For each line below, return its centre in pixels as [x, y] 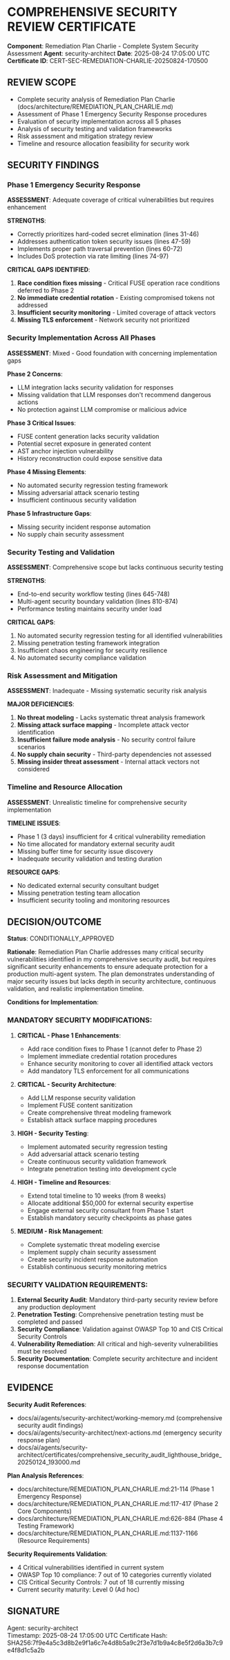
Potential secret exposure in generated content [84, 444]
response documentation [53, 1366]
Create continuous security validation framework [97, 1161]
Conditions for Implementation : [53, 1002]
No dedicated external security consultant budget [88, 885]
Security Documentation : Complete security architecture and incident [117, 1358]
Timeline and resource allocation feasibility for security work [103, 143]
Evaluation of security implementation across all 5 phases [99, 121]
